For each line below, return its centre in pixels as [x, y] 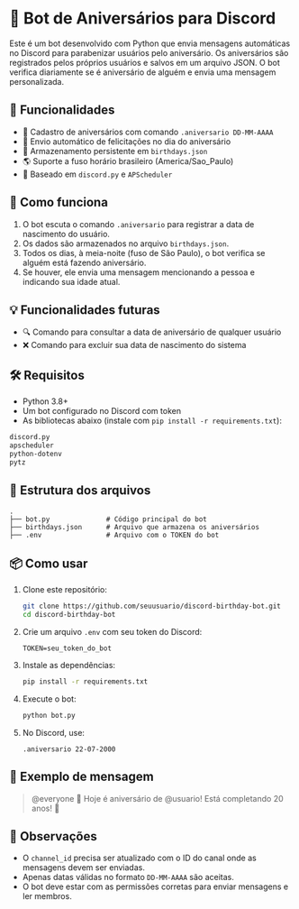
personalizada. [37, 81]
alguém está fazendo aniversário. [84, 262]
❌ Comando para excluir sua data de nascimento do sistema [134, 345]
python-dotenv [36, 454]
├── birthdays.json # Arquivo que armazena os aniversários [134, 527]
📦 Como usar [49, 563]
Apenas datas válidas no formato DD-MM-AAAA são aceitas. [128, 877]
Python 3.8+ [45, 401]
